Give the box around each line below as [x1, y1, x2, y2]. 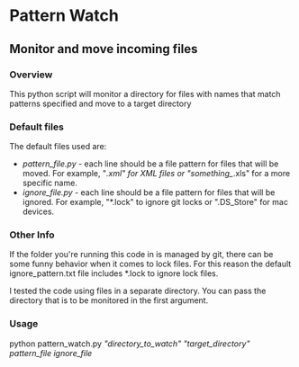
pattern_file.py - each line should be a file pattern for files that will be [22, 158, 279, 169]
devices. [22, 206, 55, 217]
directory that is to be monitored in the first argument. [9, 295, 209, 306]
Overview [9, 68, 53, 81]
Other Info [9, 228, 56, 241]
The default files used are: [9, 141, 107, 152]
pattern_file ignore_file [9, 347, 93, 358]
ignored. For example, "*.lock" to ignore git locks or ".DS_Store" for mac [22, 197, 288, 208]
